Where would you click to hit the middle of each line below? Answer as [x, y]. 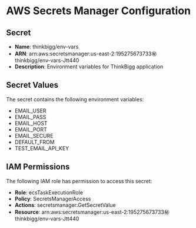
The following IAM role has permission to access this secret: [79, 181]
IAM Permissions [38, 167]
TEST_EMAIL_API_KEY [42, 148]
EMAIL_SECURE [34, 136]
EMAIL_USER [30, 111]
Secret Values [32, 85]
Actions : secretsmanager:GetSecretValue [65, 205]
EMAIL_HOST [31, 123]
